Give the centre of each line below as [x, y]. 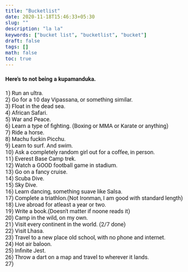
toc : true [18, 59]
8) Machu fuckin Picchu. [36, 139]
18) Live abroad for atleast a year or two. [56, 205]
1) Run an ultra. [24, 93]
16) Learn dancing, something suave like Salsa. [64, 192]
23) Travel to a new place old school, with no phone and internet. [85, 237]
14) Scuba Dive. [25, 178]
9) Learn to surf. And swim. [39, 146]
